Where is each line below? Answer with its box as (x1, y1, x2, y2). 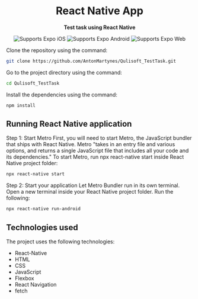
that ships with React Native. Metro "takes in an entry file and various (6, 141, 175, 148)
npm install (6, 102, 36, 108)
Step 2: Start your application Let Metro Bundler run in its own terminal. (6, 182, 180, 189)
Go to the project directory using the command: (6, 69, 123, 76)
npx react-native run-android (6, 206, 81, 212)
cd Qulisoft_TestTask (6, 80, 60, 86)
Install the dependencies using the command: (6, 91, 117, 98)
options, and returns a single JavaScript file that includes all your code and (6, 147, 189, 155)
